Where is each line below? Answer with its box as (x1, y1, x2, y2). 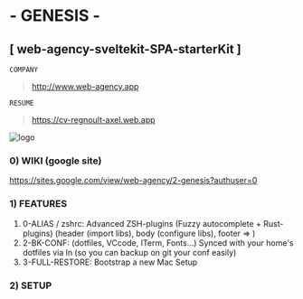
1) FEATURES (9, 198, 68, 210)
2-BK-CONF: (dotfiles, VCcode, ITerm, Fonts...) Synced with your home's (22, 237, 294, 248)
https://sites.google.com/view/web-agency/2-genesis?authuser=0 (9, 175, 258, 186)
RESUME (9, 98, 34, 107)
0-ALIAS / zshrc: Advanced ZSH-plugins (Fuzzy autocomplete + (22, 218, 262, 229)
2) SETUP (9, 279, 52, 292)
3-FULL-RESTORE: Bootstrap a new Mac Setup (22, 257, 198, 267)
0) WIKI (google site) (9, 154, 102, 167)
